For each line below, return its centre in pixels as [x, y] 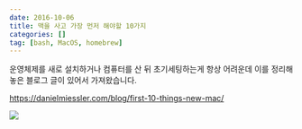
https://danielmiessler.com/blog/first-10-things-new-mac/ [117, 99]
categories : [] [38, 34]
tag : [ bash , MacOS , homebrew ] [66, 43]
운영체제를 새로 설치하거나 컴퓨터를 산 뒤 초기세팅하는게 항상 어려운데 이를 [139, 69]
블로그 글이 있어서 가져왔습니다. [81, 81]
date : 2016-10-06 [42, 17]
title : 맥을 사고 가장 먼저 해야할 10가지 [78, 26]
